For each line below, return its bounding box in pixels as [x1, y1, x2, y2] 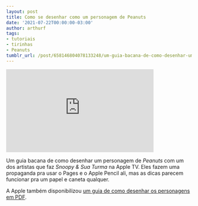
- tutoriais [6, 36, 35, 42]
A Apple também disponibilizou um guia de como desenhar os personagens [6, 187, 190, 194]
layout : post [6, 8, 38, 15]
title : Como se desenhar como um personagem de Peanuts [6, 14, 146, 20]
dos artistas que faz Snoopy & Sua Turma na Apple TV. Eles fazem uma [6, 163, 180, 170]
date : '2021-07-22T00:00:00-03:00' [6, 19, 94, 25]
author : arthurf [6, 25, 46, 31]
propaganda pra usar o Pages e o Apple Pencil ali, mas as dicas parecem [6, 169, 184, 176]
